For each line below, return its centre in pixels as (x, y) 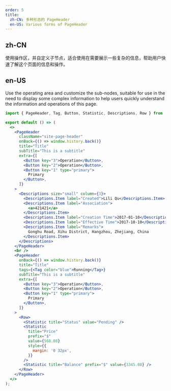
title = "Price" (43, 332)
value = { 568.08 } (44, 341)
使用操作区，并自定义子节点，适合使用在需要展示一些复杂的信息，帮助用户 (83, 58)
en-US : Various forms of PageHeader (49, 24)
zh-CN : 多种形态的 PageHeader (40, 19)
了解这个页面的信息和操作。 (38, 64)
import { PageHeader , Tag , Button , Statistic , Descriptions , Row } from (84, 113)
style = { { (37, 346)
